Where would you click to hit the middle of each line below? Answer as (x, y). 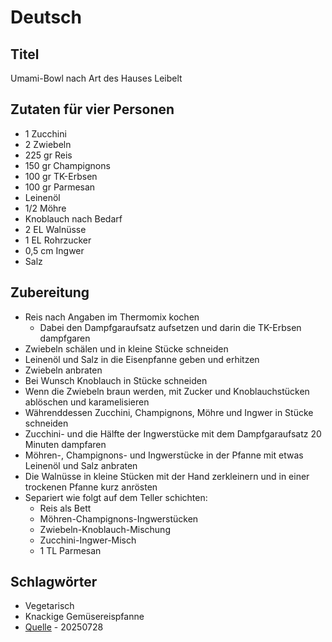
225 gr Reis (48, 155)
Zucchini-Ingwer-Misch (88, 540)
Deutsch (46, 17)
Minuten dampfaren (65, 444)
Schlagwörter (54, 582)
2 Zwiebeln (48, 144)
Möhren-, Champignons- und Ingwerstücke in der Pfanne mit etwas (164, 455)
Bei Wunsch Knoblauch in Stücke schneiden (116, 380)
